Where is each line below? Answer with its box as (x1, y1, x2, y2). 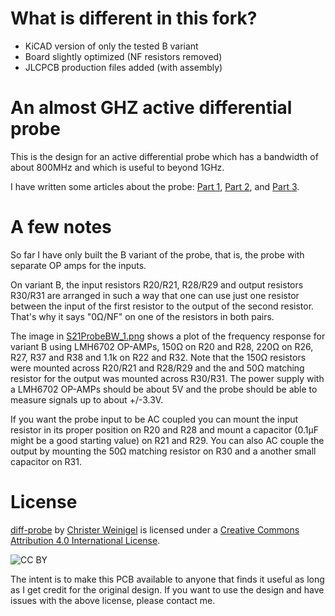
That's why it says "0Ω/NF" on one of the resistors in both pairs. (10, 310, 275, 322)
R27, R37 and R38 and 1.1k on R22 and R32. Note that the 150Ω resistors (10, 351, 307, 363)
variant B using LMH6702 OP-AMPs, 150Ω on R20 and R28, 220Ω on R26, (10, 340, 314, 352)
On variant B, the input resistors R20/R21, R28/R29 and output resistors (10, 278, 304, 291)
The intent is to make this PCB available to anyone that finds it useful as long (10, 573, 325, 585)
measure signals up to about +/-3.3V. (10, 393, 164, 406)
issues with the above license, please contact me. (10, 594, 216, 606)
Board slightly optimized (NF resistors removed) (24, 50, 223, 62)
